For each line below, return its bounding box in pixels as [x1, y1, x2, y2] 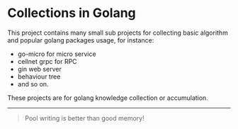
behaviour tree [17, 72, 61, 81]
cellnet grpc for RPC [17, 57, 77, 65]
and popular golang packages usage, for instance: [7, 35, 154, 44]
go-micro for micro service [17, 50, 97, 58]
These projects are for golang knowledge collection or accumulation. [7, 94, 209, 102]
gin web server [17, 64, 62, 73]
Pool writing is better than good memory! [24, 113, 144, 122]
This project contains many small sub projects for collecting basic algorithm [7, 28, 228, 37]
